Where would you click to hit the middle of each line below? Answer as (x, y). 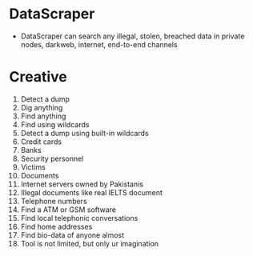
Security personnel (52, 158)
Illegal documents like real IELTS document (91, 192)
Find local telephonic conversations (79, 218)
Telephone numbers (54, 201)
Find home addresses (56, 226)
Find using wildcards (55, 124)
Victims (33, 167)
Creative (38, 77)
